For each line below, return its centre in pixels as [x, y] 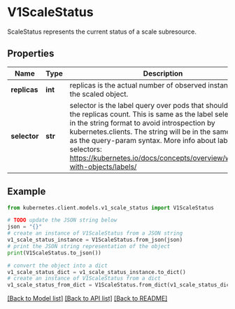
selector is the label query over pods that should [149, 105]
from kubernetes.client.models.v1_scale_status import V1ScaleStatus [111, 207]
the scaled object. [99, 94]
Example [27, 192]
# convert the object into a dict [58, 266]
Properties [31, 54]
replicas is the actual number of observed [138, 85]
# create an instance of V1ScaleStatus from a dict [84, 279]
